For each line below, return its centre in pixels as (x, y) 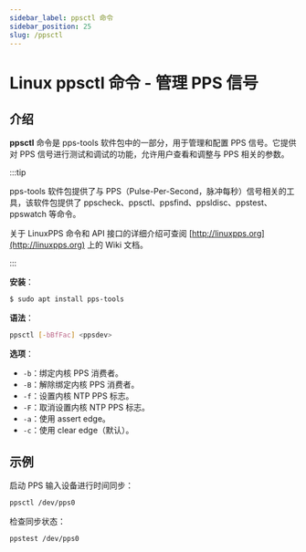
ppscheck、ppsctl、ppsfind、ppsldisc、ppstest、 (178, 203)
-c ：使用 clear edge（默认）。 (78, 431)
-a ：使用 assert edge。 (67, 419)
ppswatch (28, 214)
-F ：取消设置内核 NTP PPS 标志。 (86, 408)
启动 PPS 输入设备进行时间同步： (72, 485)
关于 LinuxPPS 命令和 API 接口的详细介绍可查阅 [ (101, 234)
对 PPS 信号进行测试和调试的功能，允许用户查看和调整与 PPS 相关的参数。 (149, 154)
